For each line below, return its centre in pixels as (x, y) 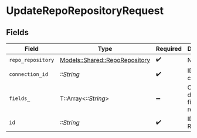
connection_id (29, 74)
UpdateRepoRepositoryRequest (85, 11)
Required (169, 49)
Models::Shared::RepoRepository (105, 60)
